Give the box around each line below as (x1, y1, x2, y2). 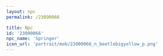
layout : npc (6, 8, 36, 15)
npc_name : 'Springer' (6, 36, 60, 42)
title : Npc (6, 25, 33, 31)
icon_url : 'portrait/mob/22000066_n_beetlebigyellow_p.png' (6, 41, 159, 47)
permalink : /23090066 (6, 14, 60, 20)
